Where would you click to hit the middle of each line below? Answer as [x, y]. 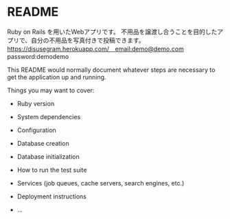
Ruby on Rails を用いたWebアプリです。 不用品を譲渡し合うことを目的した [112, 31]
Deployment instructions [52, 196]
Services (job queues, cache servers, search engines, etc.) [101, 183]
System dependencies [49, 116]
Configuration [36, 130]
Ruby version [36, 103]
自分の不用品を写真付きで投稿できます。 [88, 40]
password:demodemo [38, 56]
